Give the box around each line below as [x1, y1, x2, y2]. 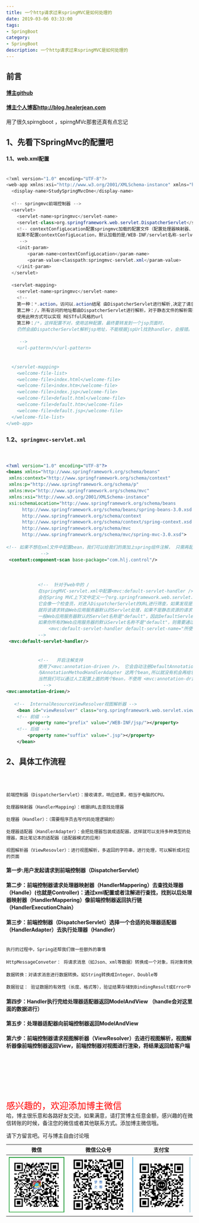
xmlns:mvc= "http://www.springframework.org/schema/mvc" [8, 488, 150, 494]
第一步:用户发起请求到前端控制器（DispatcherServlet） [6, 867, 142, 874]
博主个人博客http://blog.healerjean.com [6, 104, 106, 111]
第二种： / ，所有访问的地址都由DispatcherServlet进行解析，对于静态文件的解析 [17, 307, 188, 313]
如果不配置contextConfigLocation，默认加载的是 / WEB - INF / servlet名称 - [17, 232, 179, 238]
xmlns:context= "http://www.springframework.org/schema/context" [8, 475, 171, 481]
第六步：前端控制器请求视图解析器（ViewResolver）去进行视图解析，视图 [6, 1034, 187, 1042]
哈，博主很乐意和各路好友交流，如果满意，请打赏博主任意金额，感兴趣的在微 [6, 1112, 193, 1119]
